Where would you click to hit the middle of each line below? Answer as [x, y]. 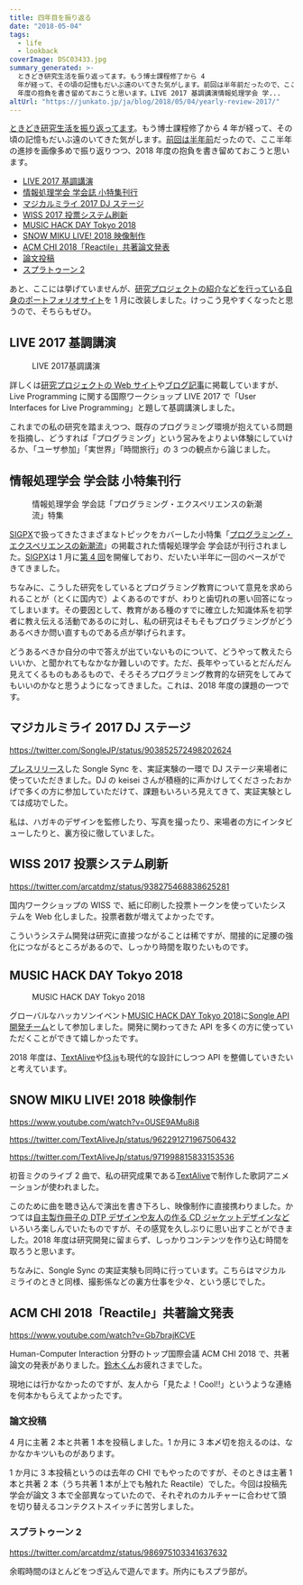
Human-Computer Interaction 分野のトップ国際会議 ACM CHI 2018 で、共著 [150, 1354]
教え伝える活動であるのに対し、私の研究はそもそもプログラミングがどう [159, 621]
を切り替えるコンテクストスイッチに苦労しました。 [104, 1507]
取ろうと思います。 [45, 1251]
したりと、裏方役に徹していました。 [92, 833]
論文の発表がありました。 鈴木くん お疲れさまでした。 [108, 1365]
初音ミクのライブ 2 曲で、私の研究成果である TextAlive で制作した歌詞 [138, 1176]
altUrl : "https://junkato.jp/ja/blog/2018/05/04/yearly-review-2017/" [145, 101]
